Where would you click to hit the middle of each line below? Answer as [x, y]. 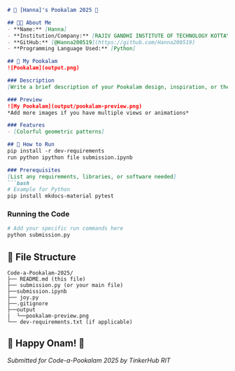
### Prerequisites [34, 170]
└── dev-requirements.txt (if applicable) [70, 322]
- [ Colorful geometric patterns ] [56, 132]
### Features [26, 125]
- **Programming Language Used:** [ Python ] [72, 49]
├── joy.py [23, 297]
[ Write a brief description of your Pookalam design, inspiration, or [112, 87]
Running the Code [38, 214]
